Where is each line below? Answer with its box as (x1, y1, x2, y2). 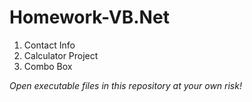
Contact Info (23, 39, 76, 51)
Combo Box (23, 60, 73, 72)
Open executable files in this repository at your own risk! (9, 79, 242, 91)
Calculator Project (23, 49, 99, 61)
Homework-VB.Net (9, 6, 170, 29)
